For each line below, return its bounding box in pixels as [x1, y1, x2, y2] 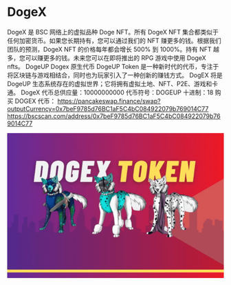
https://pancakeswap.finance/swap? [57, 97, 161, 105]
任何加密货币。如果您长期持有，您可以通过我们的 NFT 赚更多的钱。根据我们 [7, 36, 221, 45]
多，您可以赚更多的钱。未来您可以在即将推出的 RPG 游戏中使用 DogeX [7, 53, 206, 62]
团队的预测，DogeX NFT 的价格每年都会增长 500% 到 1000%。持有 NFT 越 [7, 45, 220, 53]
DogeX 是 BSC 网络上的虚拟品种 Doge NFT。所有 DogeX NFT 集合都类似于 [7, 28, 219, 36]
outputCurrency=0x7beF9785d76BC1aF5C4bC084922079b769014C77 [7, 104, 209, 112]
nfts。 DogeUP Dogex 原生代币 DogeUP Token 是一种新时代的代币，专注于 [7, 62, 219, 70]
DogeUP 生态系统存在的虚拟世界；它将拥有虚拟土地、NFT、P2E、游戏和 [7, 79, 212, 88]
